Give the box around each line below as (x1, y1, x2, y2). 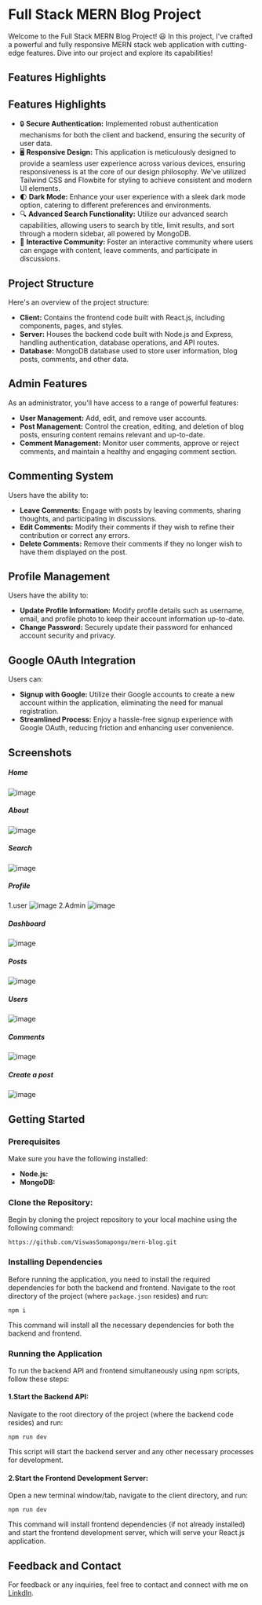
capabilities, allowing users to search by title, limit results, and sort (19, 221, 235, 230)
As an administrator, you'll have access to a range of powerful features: (8, 398, 239, 408)
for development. (8, 1455, 64, 1465)
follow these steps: (8, 1374, 69, 1384)
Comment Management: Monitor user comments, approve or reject (19, 438, 239, 448)
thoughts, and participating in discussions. (19, 514, 157, 523)
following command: (8, 1223, 75, 1233)
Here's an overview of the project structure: (8, 297, 150, 307)
